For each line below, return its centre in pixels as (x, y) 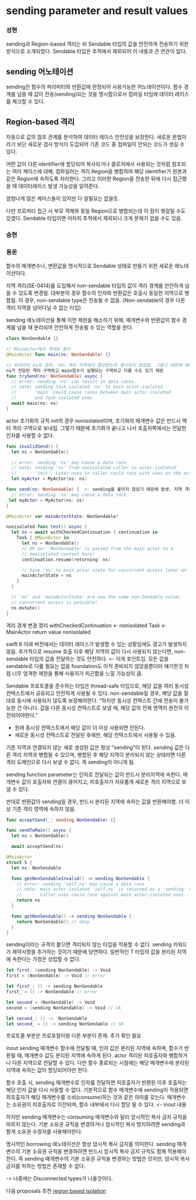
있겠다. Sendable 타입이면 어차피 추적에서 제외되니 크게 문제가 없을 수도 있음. (94, 219)
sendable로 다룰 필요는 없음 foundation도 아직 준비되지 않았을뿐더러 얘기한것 (94, 666)
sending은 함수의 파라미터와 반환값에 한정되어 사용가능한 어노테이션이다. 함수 (94, 87)
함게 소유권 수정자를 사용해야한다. (44, 1131)
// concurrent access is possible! (55, 602)
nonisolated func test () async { (47, 527)
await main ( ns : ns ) (35, 403)
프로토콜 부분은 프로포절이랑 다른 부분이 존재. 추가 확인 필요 (74, 1036)
